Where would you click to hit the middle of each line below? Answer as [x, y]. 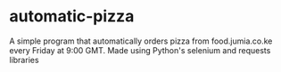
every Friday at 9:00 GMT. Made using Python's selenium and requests [140, 50]
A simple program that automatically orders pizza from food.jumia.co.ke [141, 41]
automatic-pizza [72, 16]
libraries [24, 60]
